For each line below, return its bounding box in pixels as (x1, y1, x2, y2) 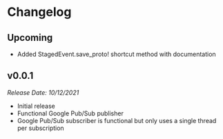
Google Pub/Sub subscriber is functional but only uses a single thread (17, 116, 217, 124)
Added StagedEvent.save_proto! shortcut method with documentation (17, 50, 216, 58)
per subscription (17, 124, 64, 132)
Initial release (17, 102, 55, 110)
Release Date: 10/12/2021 (7, 88, 79, 97)
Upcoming (7, 32, 53, 44)
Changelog (7, 4, 72, 20)
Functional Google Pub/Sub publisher (17, 109, 124, 118)
